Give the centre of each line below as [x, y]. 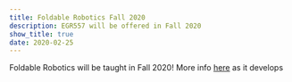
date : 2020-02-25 [42, 42]
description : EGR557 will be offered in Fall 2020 [105, 26]
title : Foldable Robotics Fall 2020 [77, 17]
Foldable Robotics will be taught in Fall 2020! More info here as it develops [146, 68]
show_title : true [42, 34]
